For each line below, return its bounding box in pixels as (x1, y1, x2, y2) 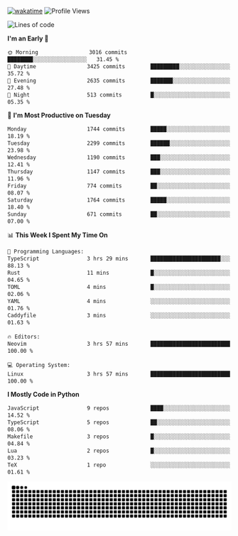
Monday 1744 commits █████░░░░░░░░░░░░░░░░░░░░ (7, 126, 231, 133)
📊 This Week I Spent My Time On (7, 231, 108, 239)
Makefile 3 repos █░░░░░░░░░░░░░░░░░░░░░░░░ (7, 433, 231, 440)
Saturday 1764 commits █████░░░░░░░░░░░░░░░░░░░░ (7, 197, 231, 204)
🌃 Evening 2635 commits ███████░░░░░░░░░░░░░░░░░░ (7, 77, 231, 84)
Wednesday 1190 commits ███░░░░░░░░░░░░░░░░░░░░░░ (7, 154, 231, 161)
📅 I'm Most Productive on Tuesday (7, 111, 112, 119)
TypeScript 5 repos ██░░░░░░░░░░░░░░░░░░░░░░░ (7, 419, 231, 426)
